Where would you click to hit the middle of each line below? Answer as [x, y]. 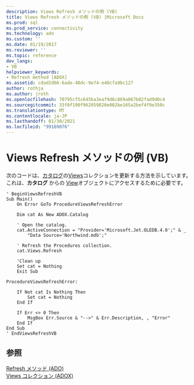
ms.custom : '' [24, 39]
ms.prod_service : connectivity [45, 28]
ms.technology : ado [30, 34]
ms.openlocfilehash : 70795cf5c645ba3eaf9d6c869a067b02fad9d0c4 [86, 99]
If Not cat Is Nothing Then [51, 292]
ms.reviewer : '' [26, 50]
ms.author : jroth [28, 94]
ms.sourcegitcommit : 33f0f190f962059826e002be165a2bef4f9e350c [86, 105]
